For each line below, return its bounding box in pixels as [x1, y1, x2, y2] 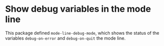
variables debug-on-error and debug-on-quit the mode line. [5, 35, 126, 41]
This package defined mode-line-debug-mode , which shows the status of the [5, 30, 160, 36]
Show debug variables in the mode [5, 3, 151, 15]
